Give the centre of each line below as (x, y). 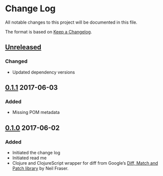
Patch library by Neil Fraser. (40, 168)
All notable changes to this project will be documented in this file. (71, 22)
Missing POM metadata (36, 112)
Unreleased (23, 47)
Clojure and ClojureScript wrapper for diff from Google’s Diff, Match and (85, 163)
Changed (16, 61)
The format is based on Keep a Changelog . (49, 32)
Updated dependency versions (44, 72)
